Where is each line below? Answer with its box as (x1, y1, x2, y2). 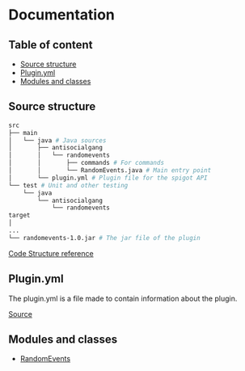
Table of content (8, 38, 93, 52)
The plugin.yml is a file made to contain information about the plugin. (8, 293, 238, 303)
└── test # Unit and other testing (8, 181, 129, 189)
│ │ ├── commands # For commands (8, 159, 164, 167)
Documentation (8, 6, 116, 24)
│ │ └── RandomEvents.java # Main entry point (8, 167, 212, 175)
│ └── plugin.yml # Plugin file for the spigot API (8, 174, 208, 182)
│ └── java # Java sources (8, 136, 107, 145)
